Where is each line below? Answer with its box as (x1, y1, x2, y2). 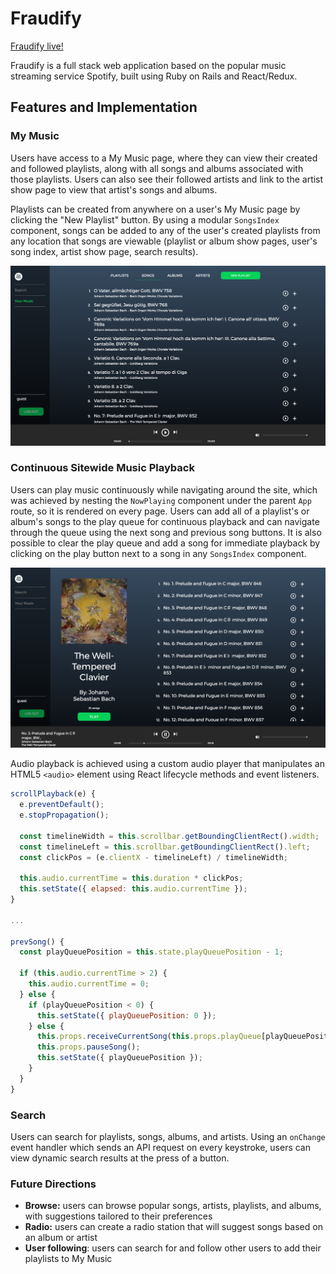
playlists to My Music (24, 1253, 113, 1265)
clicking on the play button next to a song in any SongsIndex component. (10, 547, 307, 559)
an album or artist (24, 1232, 98, 1244)
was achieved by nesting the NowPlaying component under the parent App (10, 494, 312, 506)
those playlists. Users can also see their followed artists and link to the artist (10, 173, 324, 185)
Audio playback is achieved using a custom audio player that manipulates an (10, 758, 325, 770)
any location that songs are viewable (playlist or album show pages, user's (10, 235, 318, 247)
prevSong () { (10, 937, 65, 947)
